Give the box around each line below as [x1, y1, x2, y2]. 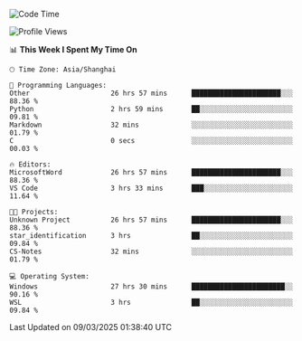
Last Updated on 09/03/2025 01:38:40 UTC [9, 322, 173, 332]
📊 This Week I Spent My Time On [9, 44, 137, 54]
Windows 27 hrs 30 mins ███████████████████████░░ [9, 282, 294, 291]
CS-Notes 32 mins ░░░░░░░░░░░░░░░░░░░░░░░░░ [9, 247, 294, 256]
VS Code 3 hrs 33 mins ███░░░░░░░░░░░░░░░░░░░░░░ [9, 184, 294, 193]
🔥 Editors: [9, 160, 52, 169]
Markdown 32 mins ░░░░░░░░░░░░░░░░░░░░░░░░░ [9, 120, 294, 129]
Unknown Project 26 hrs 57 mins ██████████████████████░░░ [9, 215, 294, 224]
